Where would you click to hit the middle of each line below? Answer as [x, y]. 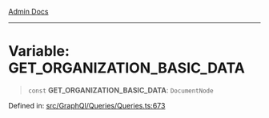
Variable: [39, 51]
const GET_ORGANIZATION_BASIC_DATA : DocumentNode [120, 90]
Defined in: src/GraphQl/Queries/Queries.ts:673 [87, 105]
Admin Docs [28, 12]
